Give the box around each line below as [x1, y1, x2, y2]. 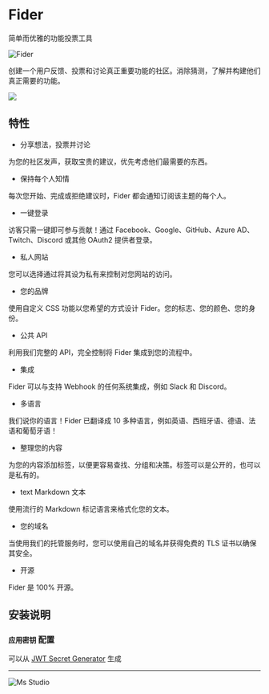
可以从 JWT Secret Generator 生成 [8, 654, 122, 663]
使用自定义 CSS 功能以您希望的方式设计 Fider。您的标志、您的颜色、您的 [8, 303, 249, 312]
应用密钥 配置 [8, 635, 55, 646]
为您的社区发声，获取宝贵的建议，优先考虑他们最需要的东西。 [8, 157, 212, 166]
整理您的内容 [19, 443, 62, 452]
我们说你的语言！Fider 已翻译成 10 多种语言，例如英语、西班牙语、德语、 [8, 415, 249, 425]
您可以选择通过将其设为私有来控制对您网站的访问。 [8, 269, 177, 279]
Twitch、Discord [8, 235, 63, 244]
